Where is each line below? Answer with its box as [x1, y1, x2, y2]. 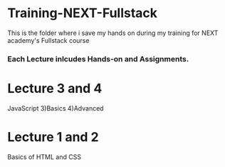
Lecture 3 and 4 [7, 81, 103, 97]
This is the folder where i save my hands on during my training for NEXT [7, 29, 219, 37]
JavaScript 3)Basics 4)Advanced [7, 103, 105, 112]
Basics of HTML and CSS [7, 152, 82, 161]
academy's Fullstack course [7, 36, 90, 44]
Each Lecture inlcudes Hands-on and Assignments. [7, 54, 189, 64]
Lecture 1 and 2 [7, 128, 100, 145]
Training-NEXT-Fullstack [7, 5, 158, 21]
